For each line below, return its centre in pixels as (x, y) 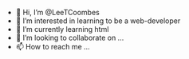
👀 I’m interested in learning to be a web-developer (98, 21)
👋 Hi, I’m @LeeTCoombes (57, 12)
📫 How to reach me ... (53, 47)
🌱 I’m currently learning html (62, 29)
